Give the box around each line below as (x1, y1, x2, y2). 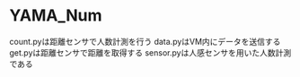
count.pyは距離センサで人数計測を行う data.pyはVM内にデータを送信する (9, 36, 281, 47)
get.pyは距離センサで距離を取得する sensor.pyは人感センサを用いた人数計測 (9, 47, 292, 58)
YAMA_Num (9, 5, 102, 26)
